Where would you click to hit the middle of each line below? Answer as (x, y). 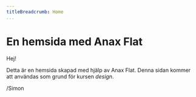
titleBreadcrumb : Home (35, 12)
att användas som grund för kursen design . (60, 77)
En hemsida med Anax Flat (75, 41)
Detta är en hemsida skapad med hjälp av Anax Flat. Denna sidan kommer (99, 70)
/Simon (15, 88)
